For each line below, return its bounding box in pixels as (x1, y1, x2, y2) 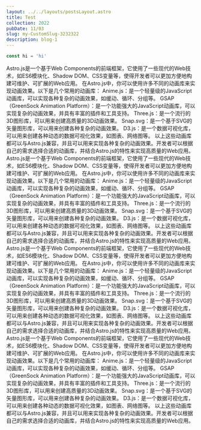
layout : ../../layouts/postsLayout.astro (6, 8, 112, 15)
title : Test (6, 14, 36, 20)
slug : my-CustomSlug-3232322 (6, 31, 79, 37)
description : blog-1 (6, 37, 58, 43)
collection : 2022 (6, 20, 50, 26)
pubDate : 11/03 (6, 25, 44, 32)
